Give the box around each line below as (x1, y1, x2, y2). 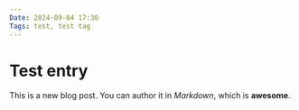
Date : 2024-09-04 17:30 (9, 13, 99, 23)
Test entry (9, 60, 89, 81)
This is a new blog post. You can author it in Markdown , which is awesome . (9, 90, 291, 101)
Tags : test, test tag (9, 22, 91, 31)
